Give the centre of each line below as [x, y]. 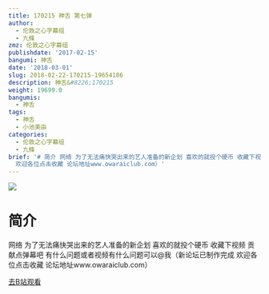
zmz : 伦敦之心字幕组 [38, 46]
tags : [17, 113]
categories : [28, 134]
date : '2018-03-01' [41, 68]
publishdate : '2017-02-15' [53, 53]
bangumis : [25, 97]
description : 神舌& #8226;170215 [61, 82]
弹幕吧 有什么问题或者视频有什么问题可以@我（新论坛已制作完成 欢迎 [136, 255]
